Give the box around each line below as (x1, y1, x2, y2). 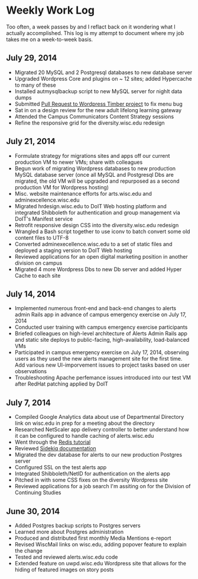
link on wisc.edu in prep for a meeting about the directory (14, 419, 155, 427)
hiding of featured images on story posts (14, 566, 114, 573)
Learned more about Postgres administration (14, 529, 124, 535)
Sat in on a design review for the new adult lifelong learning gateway (14, 106, 182, 113)
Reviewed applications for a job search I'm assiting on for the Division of (14, 483, 191, 490)
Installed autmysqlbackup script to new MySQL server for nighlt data (14, 87, 182, 95)
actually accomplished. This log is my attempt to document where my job (6, 29, 184, 36)
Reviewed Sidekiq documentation (14, 445, 96, 452)
